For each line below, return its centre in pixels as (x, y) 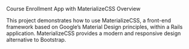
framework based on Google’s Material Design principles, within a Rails (94, 27)
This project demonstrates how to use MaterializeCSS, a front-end (89, 20)
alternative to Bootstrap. (36, 40)
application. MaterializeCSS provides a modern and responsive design (94, 33)
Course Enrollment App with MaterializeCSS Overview (73, 9)
